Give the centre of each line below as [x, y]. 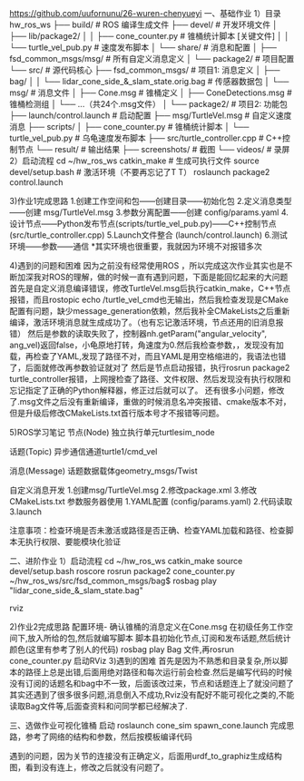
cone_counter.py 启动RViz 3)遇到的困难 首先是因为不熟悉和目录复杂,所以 [145, 661]
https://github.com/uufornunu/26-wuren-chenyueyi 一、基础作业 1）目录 [145, 13]
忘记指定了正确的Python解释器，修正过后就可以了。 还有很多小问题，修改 [147, 390]
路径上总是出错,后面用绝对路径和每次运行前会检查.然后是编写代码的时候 [159, 672]
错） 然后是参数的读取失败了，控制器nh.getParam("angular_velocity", [138, 333]
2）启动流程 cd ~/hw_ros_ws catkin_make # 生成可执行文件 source [135, 161]
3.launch [26, 512]
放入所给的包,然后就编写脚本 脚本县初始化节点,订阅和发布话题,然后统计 [160, 638]
